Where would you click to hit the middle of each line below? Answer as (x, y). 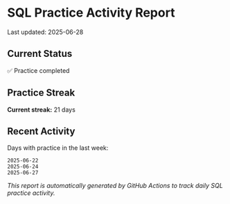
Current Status (40, 54)
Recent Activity (41, 131)
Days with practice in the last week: (58, 148)
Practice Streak (41, 93)
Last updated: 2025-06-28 (45, 32)
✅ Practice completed (38, 70)
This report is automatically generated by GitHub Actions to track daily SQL (115, 186)
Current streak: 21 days (42, 110)
